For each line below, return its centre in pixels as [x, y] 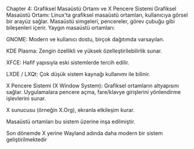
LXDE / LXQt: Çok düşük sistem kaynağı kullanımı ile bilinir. [78, 74]
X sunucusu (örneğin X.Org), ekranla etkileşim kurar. [70, 110]
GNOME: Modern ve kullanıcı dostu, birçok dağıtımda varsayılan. [85, 39]
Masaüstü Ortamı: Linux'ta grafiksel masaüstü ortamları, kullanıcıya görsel [97, 15]
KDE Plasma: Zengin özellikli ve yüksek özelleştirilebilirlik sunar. [84, 51]
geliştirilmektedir [27, 139]
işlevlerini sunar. [26, 98]
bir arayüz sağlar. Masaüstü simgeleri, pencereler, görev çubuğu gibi [90, 21]
